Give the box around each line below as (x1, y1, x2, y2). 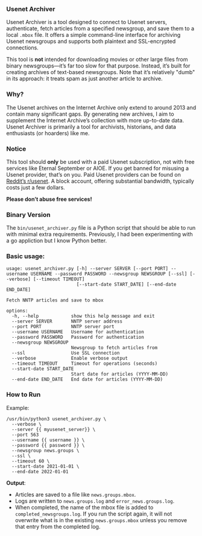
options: (6, 308, 28, 314)
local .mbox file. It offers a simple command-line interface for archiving (6, 31, 181, 39)
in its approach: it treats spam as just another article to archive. (6, 75, 163, 83)
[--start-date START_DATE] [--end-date (76, 282, 177, 288)
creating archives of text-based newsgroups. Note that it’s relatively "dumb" (6, 69, 195, 76)
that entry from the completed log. (14, 523, 101, 530)
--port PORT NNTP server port (11, 324, 115, 330)
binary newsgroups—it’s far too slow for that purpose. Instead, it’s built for (6, 62, 191, 69)
